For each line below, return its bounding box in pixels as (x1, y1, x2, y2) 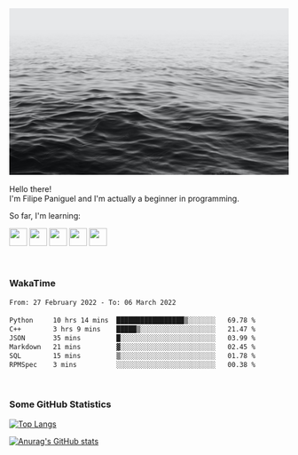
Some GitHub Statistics (9, 398, 112, 411)
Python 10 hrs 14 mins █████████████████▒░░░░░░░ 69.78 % (9, 316, 255, 325)
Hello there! (9, 184, 51, 194)
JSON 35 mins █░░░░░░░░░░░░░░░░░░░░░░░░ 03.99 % (9, 334, 255, 343)
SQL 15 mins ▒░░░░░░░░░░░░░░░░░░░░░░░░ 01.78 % (9, 352, 255, 361)
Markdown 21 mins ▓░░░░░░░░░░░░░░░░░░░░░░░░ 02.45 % (9, 343, 255, 352)
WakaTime (9, 276, 56, 289)
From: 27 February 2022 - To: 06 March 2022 (9, 299, 176, 307)
